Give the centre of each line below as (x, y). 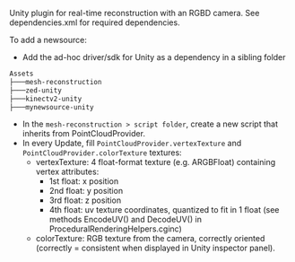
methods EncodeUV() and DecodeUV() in (125, 220)
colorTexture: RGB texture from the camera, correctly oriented (150, 239)
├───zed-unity (36, 90)
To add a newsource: (48, 40)
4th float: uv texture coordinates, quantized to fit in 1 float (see (164, 210)
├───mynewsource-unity (52, 107)
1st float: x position (84, 181)
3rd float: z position (85, 200)
